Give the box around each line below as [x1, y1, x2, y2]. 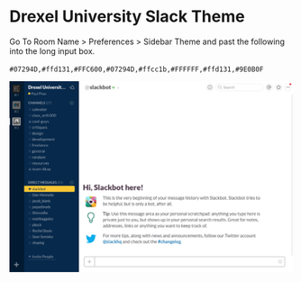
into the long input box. [9, 45, 96, 56]
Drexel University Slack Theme [9, 6, 245, 27]
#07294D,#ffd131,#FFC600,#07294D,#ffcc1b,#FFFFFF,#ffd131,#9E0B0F [9, 65, 264, 74]
